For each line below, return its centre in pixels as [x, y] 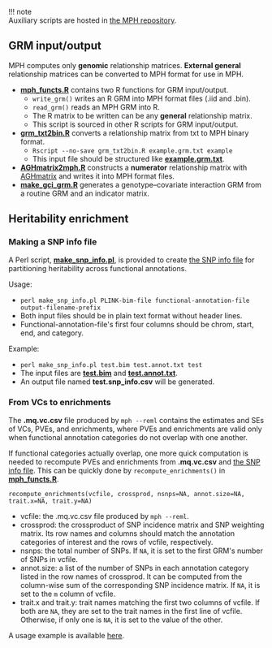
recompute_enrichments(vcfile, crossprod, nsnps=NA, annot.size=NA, [127, 494]
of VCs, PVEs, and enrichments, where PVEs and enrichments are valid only [135, 429]
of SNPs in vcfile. [49, 559]
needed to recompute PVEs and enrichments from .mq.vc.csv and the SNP [135, 461]
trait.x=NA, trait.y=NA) [50, 501]
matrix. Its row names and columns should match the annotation [127, 533]
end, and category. [52, 333]
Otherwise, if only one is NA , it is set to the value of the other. [121, 620]
